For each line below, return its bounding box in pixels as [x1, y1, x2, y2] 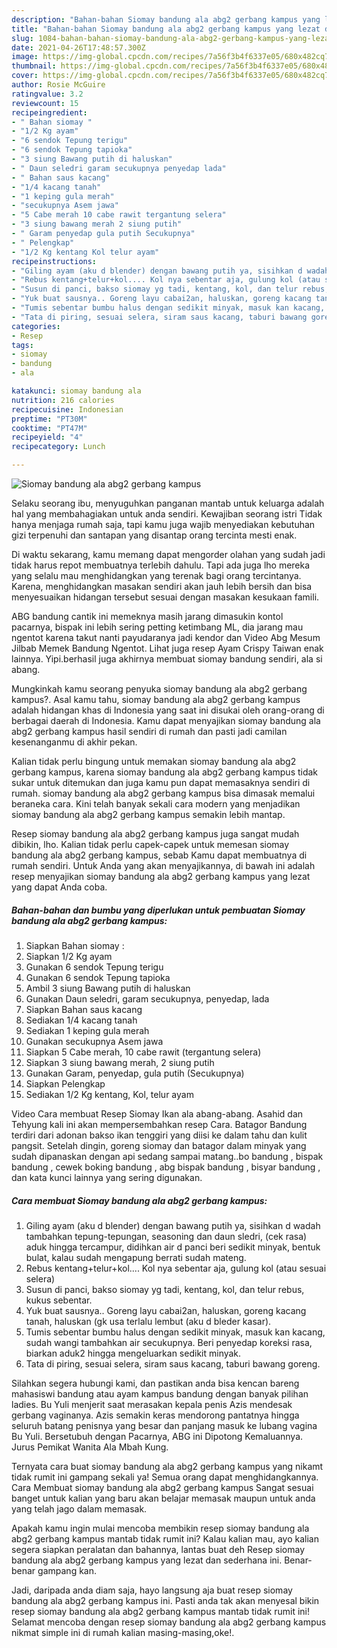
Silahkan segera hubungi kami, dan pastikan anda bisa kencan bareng [11, 1377, 300, 1389]
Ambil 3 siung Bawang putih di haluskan [25, 982, 191, 994]
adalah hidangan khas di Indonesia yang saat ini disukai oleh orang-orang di [11, 704, 325, 716]
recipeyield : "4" [11, 432, 84, 443]
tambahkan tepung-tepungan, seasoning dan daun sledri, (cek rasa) [25, 1230, 308, 1242]
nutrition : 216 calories [11, 395, 115, 405]
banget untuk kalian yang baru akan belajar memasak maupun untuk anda [11, 1492, 316, 1504]
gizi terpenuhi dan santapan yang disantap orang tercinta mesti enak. [11, 529, 298, 541]
